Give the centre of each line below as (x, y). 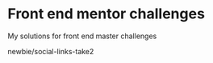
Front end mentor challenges (106, 14)
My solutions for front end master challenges (82, 36)
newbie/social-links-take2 (51, 51)
